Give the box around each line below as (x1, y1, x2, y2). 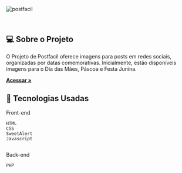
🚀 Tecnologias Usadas (6, 94, 89, 103)
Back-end (6, 151, 30, 158)
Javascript (6, 136, 33, 141)
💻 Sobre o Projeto (6, 34, 73, 44)
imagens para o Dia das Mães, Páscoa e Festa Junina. (6, 65, 137, 72)
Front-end (6, 109, 31, 116)
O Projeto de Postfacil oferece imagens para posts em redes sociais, (6, 53, 172, 60)
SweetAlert (6, 130, 33, 137)
